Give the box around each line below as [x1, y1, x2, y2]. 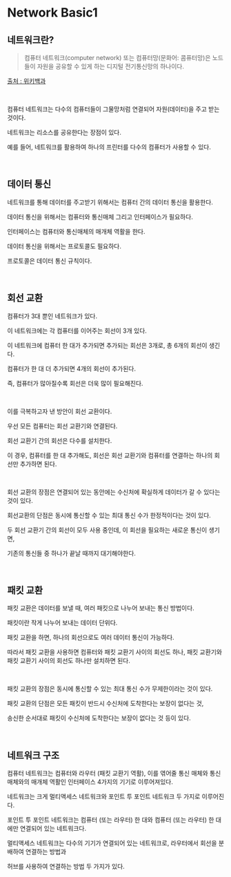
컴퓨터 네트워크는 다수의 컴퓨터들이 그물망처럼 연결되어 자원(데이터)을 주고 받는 [7, 105, 220, 113]
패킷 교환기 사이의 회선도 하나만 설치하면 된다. [7, 657, 131, 665]
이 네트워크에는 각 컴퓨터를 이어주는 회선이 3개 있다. [7, 326, 147, 335]
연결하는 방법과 [25, 847, 67, 856]
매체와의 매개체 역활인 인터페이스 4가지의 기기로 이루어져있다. [7, 778, 174, 786]
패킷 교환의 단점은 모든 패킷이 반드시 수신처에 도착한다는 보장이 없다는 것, [7, 699, 204, 708]
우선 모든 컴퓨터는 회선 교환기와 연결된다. [7, 422, 118, 430]
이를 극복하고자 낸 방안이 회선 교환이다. [7, 407, 112, 415]
